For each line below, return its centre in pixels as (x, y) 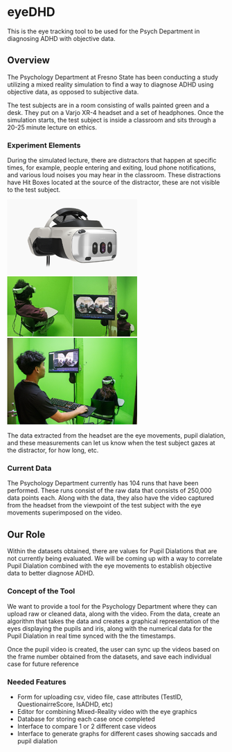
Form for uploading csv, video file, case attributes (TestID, (100, 697)
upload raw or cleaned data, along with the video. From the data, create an (114, 614)
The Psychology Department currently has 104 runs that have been (103, 483)
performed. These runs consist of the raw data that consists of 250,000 (110, 491)
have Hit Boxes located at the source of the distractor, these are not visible (114, 182)
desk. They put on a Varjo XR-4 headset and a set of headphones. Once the (115, 112)
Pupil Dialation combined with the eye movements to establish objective (110, 566)
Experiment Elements (44, 145)
